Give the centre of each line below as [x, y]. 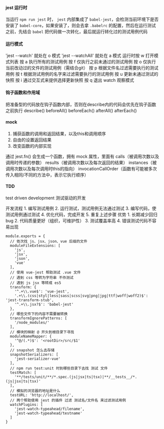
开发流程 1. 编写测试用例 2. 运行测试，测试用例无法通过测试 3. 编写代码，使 [81, 209]
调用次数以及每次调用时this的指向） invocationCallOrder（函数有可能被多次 [81, 169]
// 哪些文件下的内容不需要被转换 [39, 314]
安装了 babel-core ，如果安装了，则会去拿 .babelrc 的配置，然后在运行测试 [81, 26]
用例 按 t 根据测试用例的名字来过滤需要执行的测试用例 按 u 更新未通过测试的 [82, 74]
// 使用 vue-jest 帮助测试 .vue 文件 [46, 273]
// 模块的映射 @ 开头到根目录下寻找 [42, 332]
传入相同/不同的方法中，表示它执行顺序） [47, 175]
